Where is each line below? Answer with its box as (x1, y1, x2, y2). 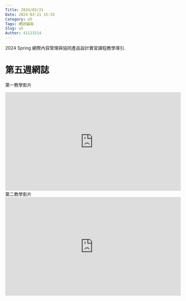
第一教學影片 (5, 82, 32, 88)
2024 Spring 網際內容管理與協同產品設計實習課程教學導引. (5, 45, 126, 51)
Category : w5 (5, 17, 33, 22)
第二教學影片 (5, 191, 32, 197)
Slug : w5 (5, 26, 24, 31)
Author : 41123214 (5, 31, 42, 36)
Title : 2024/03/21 (5, 7, 44, 13)
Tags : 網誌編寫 (5, 21, 34, 27)
